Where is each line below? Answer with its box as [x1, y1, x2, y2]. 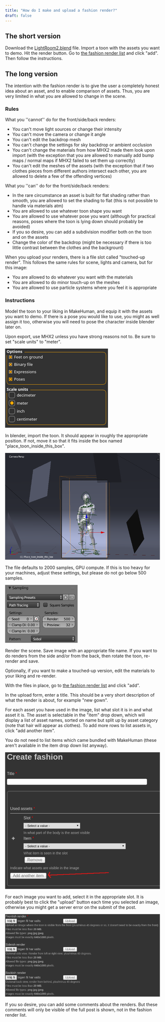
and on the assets [12, 234, 49, 240]
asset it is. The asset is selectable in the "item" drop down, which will [5, 712, 145, 718]
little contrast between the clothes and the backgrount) [12, 245, 124, 251]
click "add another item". [5, 728, 55, 734]
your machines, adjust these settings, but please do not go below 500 [5, 570, 146, 575]
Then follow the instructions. [5, 56, 63, 62]
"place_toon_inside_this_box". [5, 443, 65, 449]
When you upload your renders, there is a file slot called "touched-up [5, 254, 145, 260]
